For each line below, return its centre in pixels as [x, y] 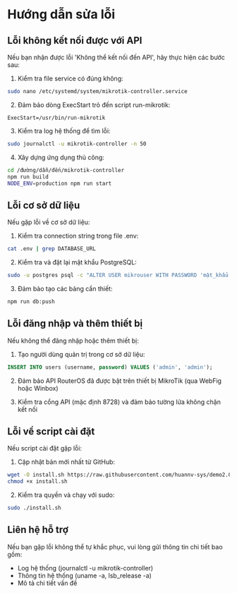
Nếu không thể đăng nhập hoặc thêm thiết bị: [73, 341]
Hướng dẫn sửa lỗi [61, 14]
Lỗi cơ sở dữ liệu [44, 205]
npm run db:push [31, 301]
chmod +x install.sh [38, 482]
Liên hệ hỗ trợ [38, 530]
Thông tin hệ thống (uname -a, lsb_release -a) [84, 575]
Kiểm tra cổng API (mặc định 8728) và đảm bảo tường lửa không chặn [119, 402]
